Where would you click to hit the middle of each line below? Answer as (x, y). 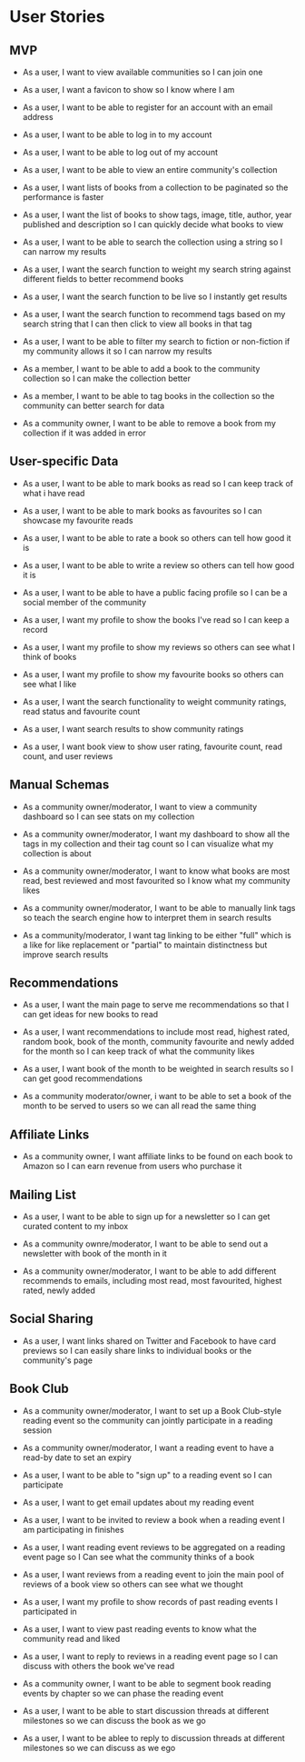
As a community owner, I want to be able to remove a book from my (149, 423)
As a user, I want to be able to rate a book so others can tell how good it (157, 537)
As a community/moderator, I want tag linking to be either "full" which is (157, 935)
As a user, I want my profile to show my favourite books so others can (153, 674)
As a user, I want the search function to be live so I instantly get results (155, 296)
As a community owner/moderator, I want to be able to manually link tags (159, 907)
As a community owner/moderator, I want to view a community (140, 806)
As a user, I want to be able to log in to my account (117, 135)
